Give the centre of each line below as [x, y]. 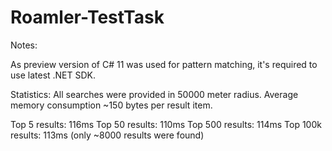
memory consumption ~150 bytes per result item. [111, 105]
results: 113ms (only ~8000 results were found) [107, 135]
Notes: [24, 45]
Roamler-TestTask [87, 17]
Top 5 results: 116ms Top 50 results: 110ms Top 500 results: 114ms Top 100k [166, 124]
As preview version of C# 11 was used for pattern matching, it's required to [164, 64]
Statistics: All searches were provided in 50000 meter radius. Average [154, 94]
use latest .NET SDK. [53, 75]
